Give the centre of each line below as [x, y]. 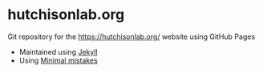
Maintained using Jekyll [58, 52]
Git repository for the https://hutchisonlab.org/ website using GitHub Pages [131, 36]
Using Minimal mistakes [58, 60]
